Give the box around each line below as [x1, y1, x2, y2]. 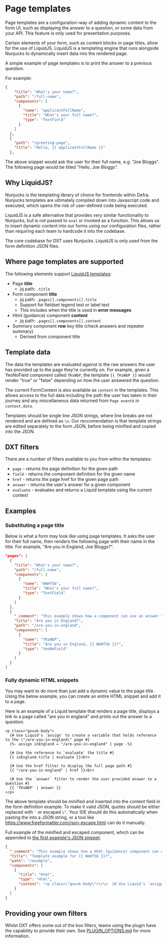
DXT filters [5, 443, 39, 451]
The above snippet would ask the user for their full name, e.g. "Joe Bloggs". [5, 159, 160, 165]
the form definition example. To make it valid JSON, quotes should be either [5, 804, 160, 810]
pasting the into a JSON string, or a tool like [5, 815, 94, 821]
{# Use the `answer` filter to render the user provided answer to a [9, 777, 157, 782]
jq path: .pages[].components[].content [19, 318, 101, 324]
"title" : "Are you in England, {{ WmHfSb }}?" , [23, 641, 123, 647]
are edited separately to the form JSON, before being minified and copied [5, 423, 156, 429]
